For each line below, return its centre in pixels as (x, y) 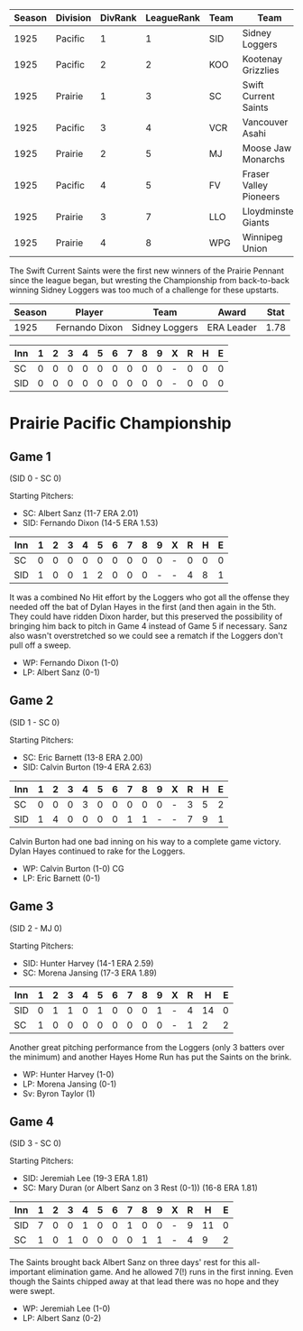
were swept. (32, 1291)
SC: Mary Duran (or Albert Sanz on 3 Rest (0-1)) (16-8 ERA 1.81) (140, 1188)
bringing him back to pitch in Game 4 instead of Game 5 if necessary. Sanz (149, 626)
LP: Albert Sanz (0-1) (61, 672)
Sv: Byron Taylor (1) (59, 1093)
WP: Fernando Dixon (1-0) (70, 663)
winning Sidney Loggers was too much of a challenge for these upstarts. (144, 290)
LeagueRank (173, 18)
